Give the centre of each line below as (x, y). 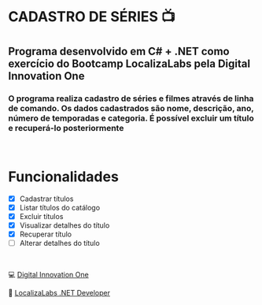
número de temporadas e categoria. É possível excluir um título (131, 118)
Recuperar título (46, 234)
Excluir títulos (41, 216)
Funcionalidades (64, 177)
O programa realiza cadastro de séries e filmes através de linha (131, 99)
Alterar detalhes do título (59, 244)
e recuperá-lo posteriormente (66, 128)
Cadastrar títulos (46, 199)
